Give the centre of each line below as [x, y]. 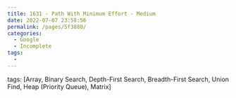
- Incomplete [33, 46]
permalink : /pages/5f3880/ [47, 27]
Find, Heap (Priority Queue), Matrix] [59, 86]
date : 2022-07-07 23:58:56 [47, 20]
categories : [25, 33]
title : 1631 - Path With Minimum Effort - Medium [82, 14]
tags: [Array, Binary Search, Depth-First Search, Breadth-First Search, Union [118, 79]
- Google [26, 40]
